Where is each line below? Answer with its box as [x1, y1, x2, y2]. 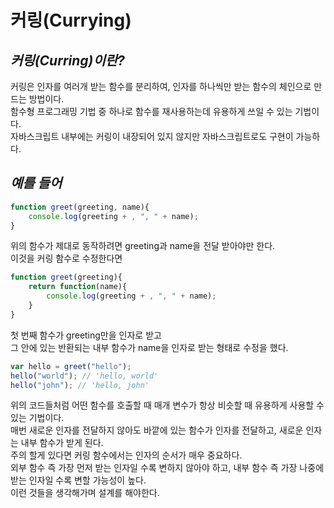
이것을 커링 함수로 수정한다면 [10, 252, 123, 265]
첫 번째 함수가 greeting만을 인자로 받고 [10, 329, 162, 341]
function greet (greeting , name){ [10, 202, 150, 212]
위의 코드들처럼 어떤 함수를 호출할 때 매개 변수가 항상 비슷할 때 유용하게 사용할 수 [10, 399, 325, 411]
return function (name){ [28, 282, 128, 292]
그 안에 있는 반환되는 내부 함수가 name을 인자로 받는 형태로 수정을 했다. [10, 341, 289, 353]
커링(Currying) [10, 9, 132, 32]
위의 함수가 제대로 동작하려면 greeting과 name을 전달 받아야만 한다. [10, 240, 276, 252]
